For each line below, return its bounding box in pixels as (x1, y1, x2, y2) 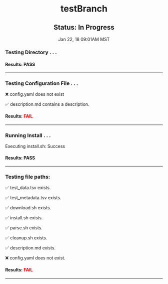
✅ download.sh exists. (5, 205, 51, 211)
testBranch (60, 3, 107, 15)
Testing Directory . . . (5, 49, 57, 56)
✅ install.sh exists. (5, 215, 43, 221)
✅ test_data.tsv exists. (5, 185, 51, 191)
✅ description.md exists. (5, 245, 56, 251)
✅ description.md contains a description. (5, 101, 89, 107)
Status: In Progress (53, 23, 115, 32)
